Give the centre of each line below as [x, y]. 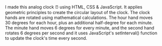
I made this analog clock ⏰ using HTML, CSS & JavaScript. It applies [74, 7]
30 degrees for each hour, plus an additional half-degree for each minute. [79, 23]
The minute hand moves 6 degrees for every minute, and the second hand [80, 28]
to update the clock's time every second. [46, 38]
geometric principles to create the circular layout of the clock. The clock [78, 12]
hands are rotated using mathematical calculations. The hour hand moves [79, 17]
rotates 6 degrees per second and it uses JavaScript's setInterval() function [81, 33]
